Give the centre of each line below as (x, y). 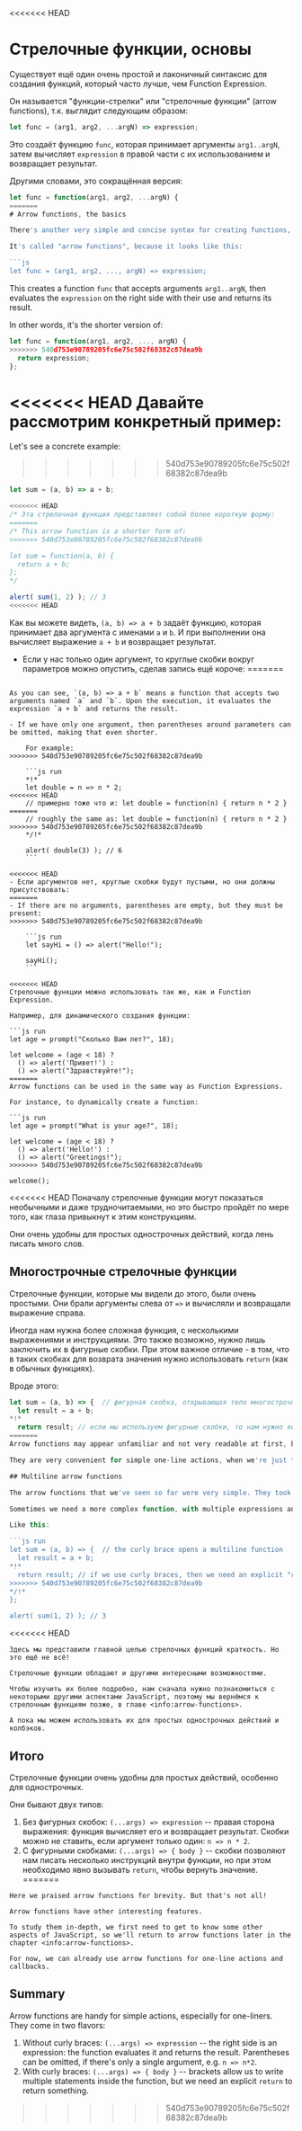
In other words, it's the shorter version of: (86, 325)
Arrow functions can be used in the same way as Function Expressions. (146, 1086)
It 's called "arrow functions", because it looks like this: (126, 246)
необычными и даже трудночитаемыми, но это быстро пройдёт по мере (149, 1207)
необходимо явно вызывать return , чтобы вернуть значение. (140, 1870)
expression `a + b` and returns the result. (94, 709)
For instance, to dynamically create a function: (104, 1102)
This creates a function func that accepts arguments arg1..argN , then (138, 288)
